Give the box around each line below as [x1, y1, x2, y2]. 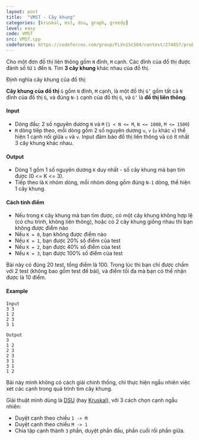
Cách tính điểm [6, 198, 44, 205]
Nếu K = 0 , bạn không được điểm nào [14, 231, 107, 238]
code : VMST [6, 31, 33, 37]
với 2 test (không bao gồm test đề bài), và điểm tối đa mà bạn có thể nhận [6, 268, 187, 275]
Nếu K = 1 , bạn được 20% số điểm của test [14, 237, 121, 244]
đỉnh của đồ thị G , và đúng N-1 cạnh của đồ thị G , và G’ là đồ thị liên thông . [6, 93, 187, 101]
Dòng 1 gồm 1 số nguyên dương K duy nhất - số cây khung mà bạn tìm [14, 166, 185, 173]
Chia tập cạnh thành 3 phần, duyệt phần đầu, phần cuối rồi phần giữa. [14, 427, 185, 434]
